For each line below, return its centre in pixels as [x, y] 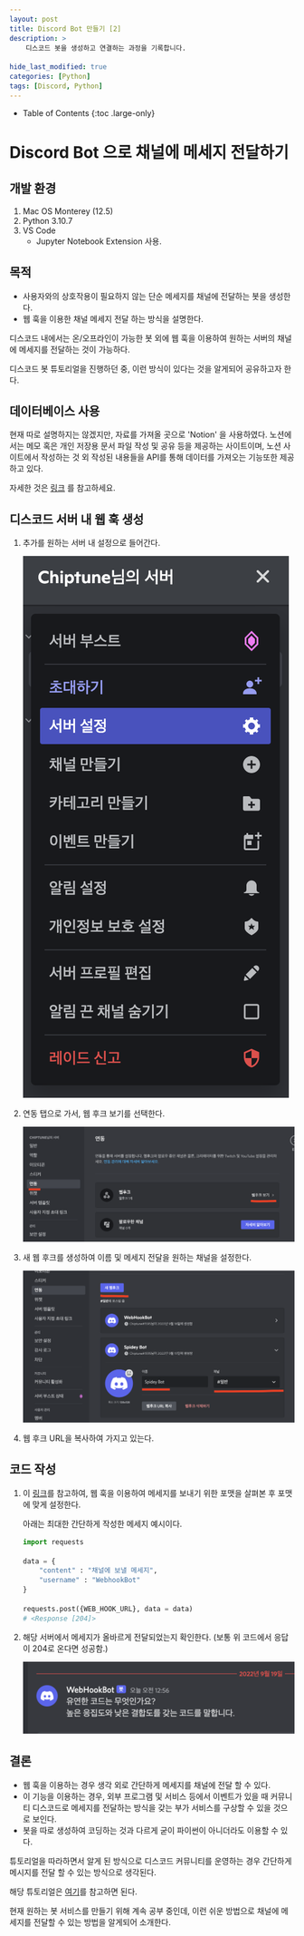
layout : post [34, 19]
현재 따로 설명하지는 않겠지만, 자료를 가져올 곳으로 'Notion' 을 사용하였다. [139, 434]
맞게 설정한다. [57, 1504]
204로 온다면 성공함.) [70, 1648]
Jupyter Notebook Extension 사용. [99, 241]
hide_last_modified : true [58, 67]
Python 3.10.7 [47, 220]
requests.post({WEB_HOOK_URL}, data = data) [108, 1609]
